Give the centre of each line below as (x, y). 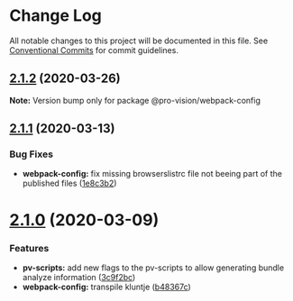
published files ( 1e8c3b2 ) (69, 183)
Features (29, 248)
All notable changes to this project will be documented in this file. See (139, 41)
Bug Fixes (32, 154)
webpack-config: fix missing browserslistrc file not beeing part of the (152, 174)
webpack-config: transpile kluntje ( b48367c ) (106, 287)
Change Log (55, 16)
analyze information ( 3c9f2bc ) (79, 277)
